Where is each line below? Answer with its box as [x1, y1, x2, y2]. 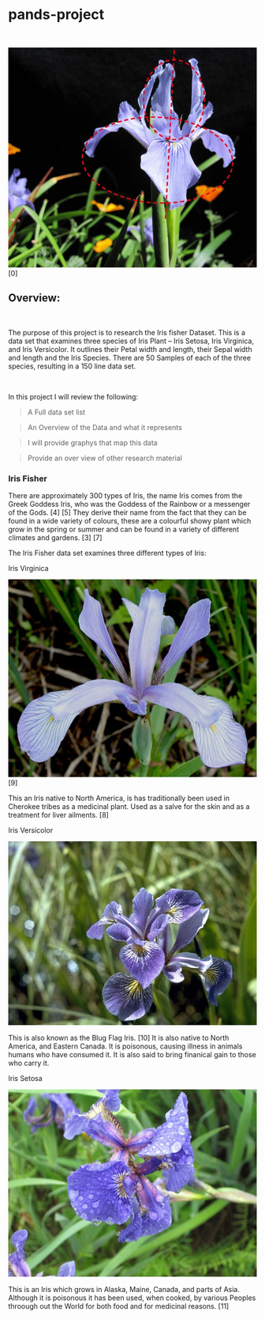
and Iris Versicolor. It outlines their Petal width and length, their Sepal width [8, 344, 252, 353]
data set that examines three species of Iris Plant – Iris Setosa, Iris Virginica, [8, 336, 255, 346]
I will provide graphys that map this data [27, 437, 158, 448]
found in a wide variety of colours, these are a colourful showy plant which [8, 516, 252, 525]
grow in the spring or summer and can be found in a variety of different [8, 524, 239, 534]
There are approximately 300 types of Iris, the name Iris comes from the [8, 490, 243, 500]
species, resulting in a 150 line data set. [8, 361, 136, 371]
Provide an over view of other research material [27, 453, 183, 463]
